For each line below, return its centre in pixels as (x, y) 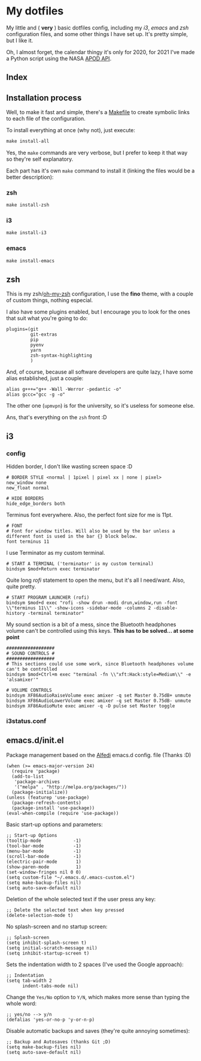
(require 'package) (36, 771)
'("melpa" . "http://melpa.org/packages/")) (71, 787)
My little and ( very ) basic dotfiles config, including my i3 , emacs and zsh (98, 28)
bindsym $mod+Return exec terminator (53, 569)
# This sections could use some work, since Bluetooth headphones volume (100, 664)
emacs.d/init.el (35, 741)
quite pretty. (21, 587)
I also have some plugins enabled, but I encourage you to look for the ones (98, 312)
